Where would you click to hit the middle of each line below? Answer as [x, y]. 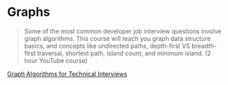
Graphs [29, 12]
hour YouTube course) [56, 60]
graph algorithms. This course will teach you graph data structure [117, 38]
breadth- [204, 46]
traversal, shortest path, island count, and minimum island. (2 [124, 53]
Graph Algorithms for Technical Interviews [67, 74]
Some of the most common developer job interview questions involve [123, 31]
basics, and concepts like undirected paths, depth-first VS [107, 46]
